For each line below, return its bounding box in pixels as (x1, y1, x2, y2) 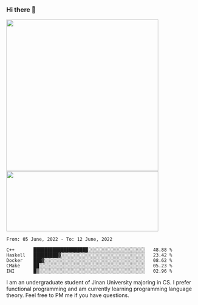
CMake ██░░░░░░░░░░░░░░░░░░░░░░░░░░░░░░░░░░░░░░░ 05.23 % (6, 263, 172, 269)
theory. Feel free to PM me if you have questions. (6, 292, 129, 299)
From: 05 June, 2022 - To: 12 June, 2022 (6, 236, 113, 243)
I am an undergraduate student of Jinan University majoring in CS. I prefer (6, 279, 191, 286)
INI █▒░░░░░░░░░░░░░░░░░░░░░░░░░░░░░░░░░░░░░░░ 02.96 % (6, 268, 172, 275)
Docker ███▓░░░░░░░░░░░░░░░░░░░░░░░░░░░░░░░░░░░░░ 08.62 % (6, 258, 172, 264)
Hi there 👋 (6, 5, 36, 14)
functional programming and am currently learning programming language (6, 285, 193, 293)
